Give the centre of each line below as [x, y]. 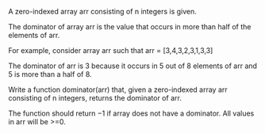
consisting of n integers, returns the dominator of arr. [95, 98]
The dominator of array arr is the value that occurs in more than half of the [130, 27]
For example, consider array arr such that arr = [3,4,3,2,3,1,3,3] [111, 50]
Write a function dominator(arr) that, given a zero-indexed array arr [118, 89]
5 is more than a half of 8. [50, 74]
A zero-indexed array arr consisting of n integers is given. [102, 11]
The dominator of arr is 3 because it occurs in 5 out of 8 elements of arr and [133, 66]
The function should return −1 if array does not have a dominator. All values [131, 113]
